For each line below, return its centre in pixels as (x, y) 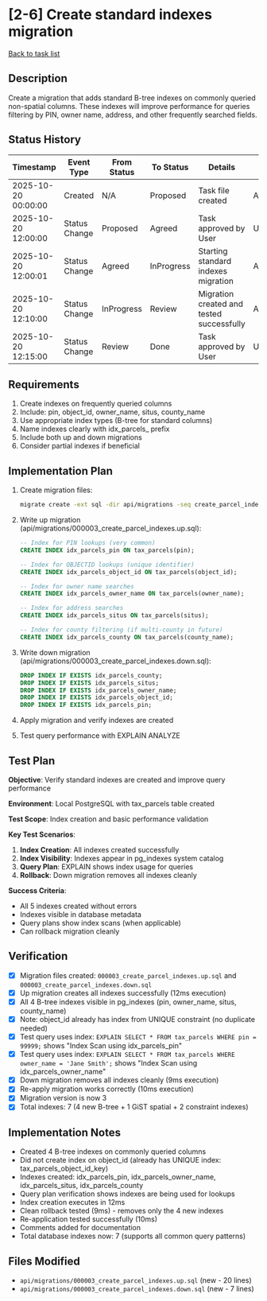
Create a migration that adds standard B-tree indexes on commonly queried (132, 98)
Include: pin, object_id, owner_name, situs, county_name (112, 412)
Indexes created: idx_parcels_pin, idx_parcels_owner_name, (118, 1177)
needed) (33, 1028)
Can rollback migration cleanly (70, 931)
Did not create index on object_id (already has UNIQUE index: (120, 1160)
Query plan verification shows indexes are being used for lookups (128, 1194)
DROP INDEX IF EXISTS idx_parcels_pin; (86, 705)
